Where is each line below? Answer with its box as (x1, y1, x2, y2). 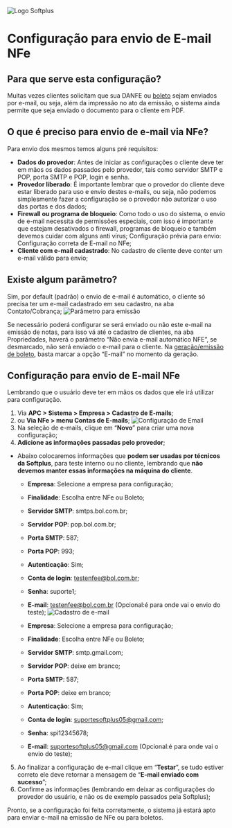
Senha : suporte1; (27, 588, 76, 596)
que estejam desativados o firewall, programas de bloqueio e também (17, 224, 217, 232)
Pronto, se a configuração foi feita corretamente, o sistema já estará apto (7, 806, 216, 814)
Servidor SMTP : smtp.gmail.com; (27, 649, 123, 657)
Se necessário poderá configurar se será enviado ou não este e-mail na (7, 320, 212, 328)
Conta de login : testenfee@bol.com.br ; (27, 574, 140, 582)
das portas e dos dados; (17, 202, 87, 211)
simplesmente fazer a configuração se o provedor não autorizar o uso (17, 195, 217, 203)
